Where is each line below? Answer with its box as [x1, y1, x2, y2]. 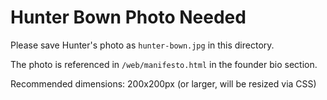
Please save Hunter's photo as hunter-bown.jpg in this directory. [10, 39, 275, 51]
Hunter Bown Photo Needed [10, 6, 247, 29]
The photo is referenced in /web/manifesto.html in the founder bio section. [10, 58, 318, 70]
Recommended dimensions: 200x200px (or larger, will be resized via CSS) [10, 77, 317, 90]
